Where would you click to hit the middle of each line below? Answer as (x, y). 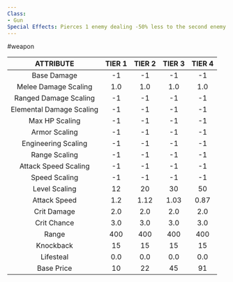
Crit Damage (54, 211)
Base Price (55, 268)
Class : (17, 14)
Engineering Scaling (55, 144)
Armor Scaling (54, 132)
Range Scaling (55, 155)
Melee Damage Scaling (54, 87)
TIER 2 (145, 64)
